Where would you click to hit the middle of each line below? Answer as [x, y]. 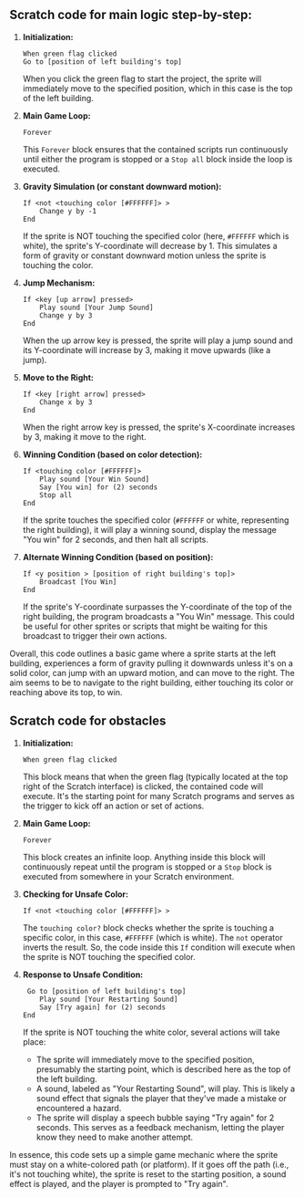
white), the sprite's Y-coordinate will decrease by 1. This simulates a [150, 245]
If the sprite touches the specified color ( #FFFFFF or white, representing [156, 520]
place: [34, 1042]
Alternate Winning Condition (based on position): [118, 557]
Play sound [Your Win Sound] [95, 479]
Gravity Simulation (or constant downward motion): [122, 186]
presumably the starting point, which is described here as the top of [163, 1069]
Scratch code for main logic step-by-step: [131, 15]
